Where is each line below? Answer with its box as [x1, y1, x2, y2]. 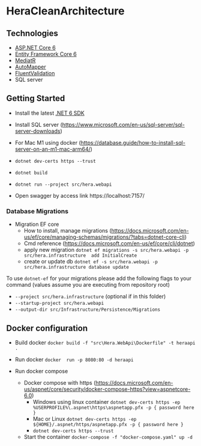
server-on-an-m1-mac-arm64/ [14, 145, 91, 153]
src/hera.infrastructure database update [23, 264, 129, 270]
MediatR [14, 57, 36, 64]
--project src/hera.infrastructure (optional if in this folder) [14, 293, 166, 300]
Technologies [6, 28, 59, 38]
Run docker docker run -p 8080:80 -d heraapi [14, 356, 134, 363]
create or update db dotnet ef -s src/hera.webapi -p [23, 258, 158, 265]
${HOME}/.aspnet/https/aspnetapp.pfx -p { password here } [32, 421, 184, 427]
